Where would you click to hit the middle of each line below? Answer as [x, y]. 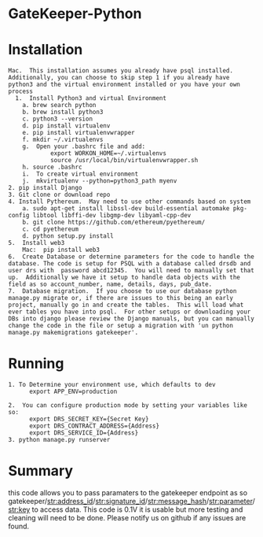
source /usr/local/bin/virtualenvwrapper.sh [124, 161]
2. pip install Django [45, 188]
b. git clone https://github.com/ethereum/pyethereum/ [114, 222]
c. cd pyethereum [51, 229]
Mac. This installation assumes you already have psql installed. [121, 71]
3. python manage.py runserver [59, 440]
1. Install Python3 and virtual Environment [91, 98]
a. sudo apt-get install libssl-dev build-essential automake [126, 209]
